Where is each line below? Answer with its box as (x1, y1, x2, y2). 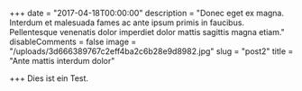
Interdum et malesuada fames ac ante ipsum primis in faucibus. (9, 17, 245, 28)
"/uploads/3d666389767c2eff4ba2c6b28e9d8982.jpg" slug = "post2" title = (9, 46, 294, 57)
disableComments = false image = (9, 36, 137, 47)
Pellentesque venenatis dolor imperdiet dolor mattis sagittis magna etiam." (9, 27, 286, 37)
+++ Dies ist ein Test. (9, 73, 88, 84)
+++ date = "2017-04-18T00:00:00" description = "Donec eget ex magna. (9, 8, 284, 18)
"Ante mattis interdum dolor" (9, 56, 115, 66)
